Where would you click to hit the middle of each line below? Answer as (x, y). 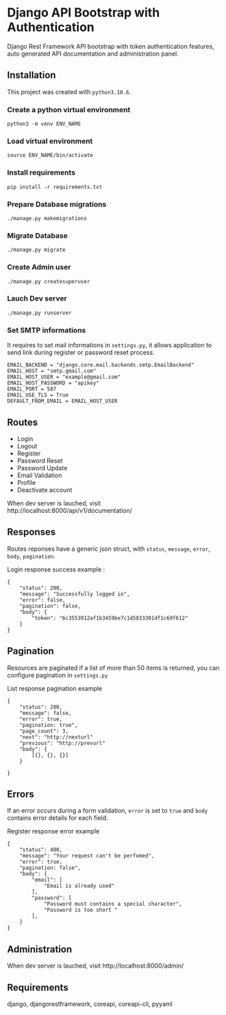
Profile (26, 482)
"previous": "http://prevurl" (63, 743)
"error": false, (43, 600)
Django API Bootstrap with (84, 13)
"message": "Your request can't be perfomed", (87, 856)
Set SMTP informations (47, 330)
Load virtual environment (50, 141)
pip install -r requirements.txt (55, 187)
